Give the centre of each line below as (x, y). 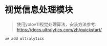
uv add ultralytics (24, 38)
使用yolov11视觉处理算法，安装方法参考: (56, 24)
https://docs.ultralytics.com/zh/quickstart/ (59, 30)
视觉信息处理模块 (39, 10)
